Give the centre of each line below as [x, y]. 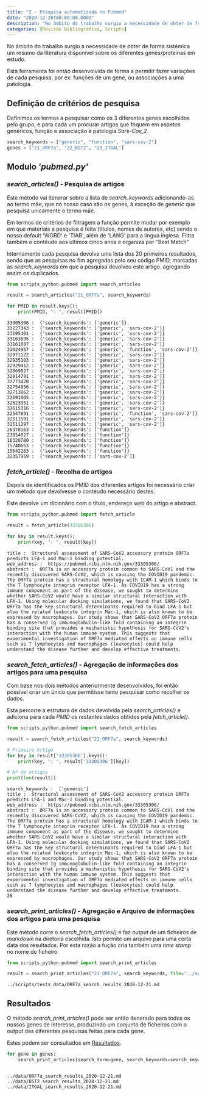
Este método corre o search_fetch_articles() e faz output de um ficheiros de [102, 932]
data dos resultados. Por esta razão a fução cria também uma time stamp [99, 945]
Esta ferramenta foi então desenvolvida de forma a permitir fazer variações [101, 71]
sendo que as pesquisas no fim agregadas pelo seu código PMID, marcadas [102, 260]
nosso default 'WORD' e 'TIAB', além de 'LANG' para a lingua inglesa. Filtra [101, 235]
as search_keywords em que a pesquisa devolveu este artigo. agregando [99, 267]
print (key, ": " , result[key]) [57, 542]
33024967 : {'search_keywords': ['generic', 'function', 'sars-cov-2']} [102, 350]
